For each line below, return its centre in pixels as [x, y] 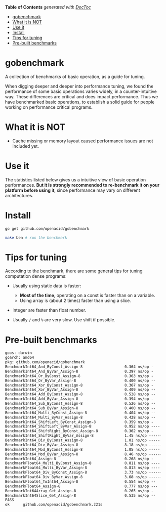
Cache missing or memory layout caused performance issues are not [83, 141]
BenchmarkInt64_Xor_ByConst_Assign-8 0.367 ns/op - [79, 385]
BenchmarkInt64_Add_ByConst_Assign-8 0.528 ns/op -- [80, 394]
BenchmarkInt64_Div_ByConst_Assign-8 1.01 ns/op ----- [83, 440]
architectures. [19, 195]
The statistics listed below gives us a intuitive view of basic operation [76, 179]
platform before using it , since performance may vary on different [73, 190]
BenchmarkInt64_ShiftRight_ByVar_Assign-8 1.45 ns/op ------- [85, 436]
